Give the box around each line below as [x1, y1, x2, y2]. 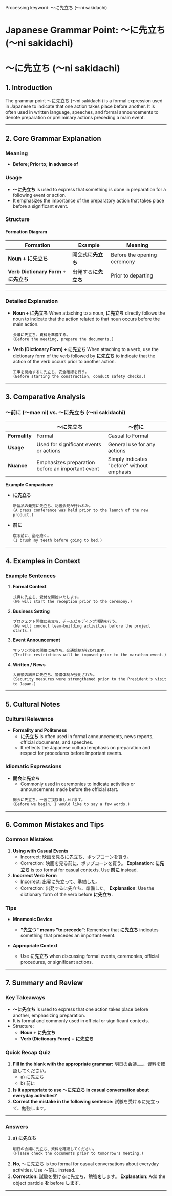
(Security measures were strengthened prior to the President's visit [12, 676, 167, 682]
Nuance [8, 462, 28, 469]
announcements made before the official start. [20, 786, 119, 793]
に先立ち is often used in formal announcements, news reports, [20, 733, 154, 739]
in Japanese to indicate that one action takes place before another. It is [5, 103, 155, 109]
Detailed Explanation [5, 298, 58, 305]
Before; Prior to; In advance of [12, 161, 78, 167]
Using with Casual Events [12, 848, 69, 854]
